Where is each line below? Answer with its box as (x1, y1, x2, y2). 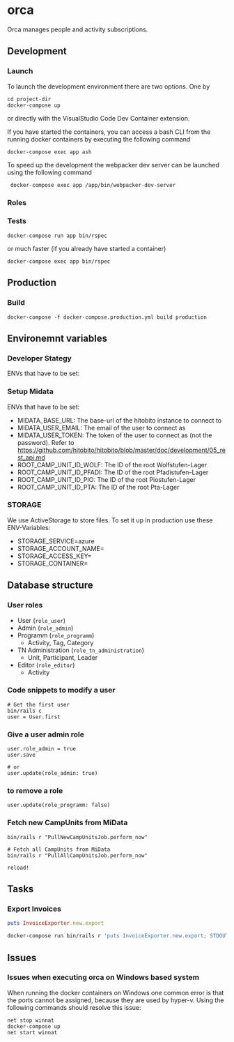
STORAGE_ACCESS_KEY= (17, 552, 92, 560)
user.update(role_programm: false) (7, 801, 111, 809)
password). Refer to (17, 438, 75, 446)
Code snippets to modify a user (7, 686, 116, 695)
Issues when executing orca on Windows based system (7, 972, 200, 982)
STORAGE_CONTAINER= (17, 559, 88, 567)
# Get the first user (7, 701, 70, 708)
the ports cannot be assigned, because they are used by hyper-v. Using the (7, 996, 224, 1004)
